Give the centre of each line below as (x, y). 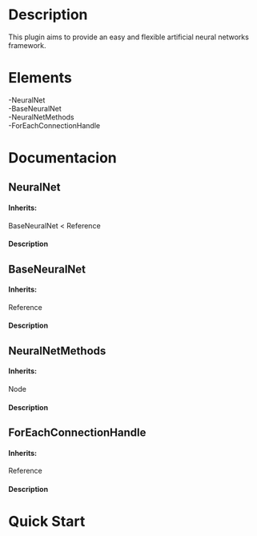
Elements (40, 78)
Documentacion (63, 158)
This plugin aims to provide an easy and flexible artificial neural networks (129, 37)
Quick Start (47, 522)
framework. (27, 45)
